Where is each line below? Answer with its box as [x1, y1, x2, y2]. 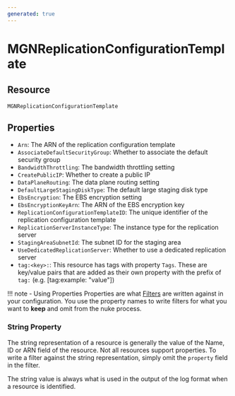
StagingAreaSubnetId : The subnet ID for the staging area [17, 238, 181, 247]
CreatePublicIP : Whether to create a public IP [17, 170, 150, 179]
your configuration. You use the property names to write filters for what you [7, 297, 227, 305]
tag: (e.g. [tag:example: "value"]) [17, 276, 115, 284]
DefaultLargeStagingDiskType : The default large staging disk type [17, 185, 208, 194]
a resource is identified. [7, 382, 76, 390]
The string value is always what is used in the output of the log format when [7, 374, 228, 383]
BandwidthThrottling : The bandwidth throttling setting [17, 163, 175, 172]
